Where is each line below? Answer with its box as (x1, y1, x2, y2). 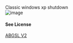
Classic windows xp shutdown (5, 5, 68, 10)
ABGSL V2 (5, 32, 27, 38)
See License (5, 21, 32, 27)
